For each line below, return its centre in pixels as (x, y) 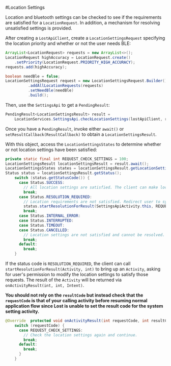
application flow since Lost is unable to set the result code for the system (84, 306)
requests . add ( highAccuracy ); (36, 67)
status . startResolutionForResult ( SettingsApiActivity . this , (89, 206)
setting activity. (22, 311)
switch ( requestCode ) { (40, 325)
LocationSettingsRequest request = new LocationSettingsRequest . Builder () (86, 81)
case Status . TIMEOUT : (42, 225)
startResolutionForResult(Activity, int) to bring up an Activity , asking (83, 269)
